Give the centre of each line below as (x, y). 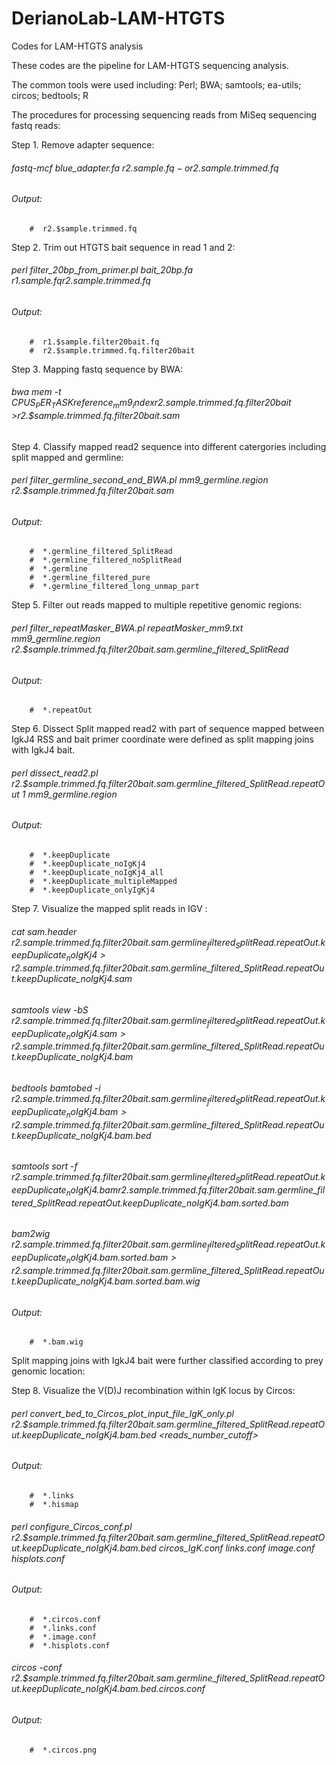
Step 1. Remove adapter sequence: (83, 144)
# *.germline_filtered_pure (90, 578)
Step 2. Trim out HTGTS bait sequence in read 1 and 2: (123, 247)
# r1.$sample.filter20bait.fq (94, 342)
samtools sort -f (44, 1166)
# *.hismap (54, 1505)
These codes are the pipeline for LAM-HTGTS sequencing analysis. (150, 65)
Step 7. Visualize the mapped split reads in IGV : (109, 908)
